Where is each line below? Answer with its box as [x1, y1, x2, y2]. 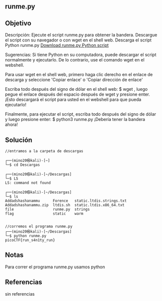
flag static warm [5, 211, 83, 216]
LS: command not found [5, 181, 51, 185]
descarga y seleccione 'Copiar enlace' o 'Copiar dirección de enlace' [5, 77, 143, 83]
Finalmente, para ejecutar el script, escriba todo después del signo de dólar [5, 111, 156, 117]
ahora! [5, 121, 18, 127]
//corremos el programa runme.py [5, 224, 73, 229]
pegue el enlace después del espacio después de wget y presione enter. [5, 91, 150, 98]
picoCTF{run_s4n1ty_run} [5, 238, 55, 243]
